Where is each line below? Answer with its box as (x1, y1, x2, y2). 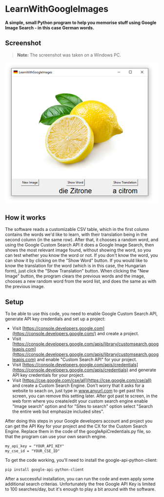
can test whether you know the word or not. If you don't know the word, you (5, 252, 158, 258)
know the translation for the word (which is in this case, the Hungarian (5, 263, 146, 269)
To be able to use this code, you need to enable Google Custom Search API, (5, 311, 158, 316)
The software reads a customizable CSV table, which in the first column (5, 226, 149, 232)
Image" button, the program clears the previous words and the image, (5, 273, 145, 279)
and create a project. (97, 331, 139, 337)
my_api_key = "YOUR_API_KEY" (5, 444, 64, 449)
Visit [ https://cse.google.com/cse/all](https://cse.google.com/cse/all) (12, 378, 152, 384)
